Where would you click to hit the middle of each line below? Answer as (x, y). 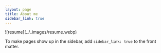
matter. (12, 47)
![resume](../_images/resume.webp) (41, 32)
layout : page (18, 9)
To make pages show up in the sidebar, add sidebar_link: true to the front (81, 41)
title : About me (21, 14)
